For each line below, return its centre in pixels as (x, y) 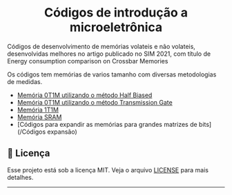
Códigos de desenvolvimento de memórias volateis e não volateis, (101, 46)
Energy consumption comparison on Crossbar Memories (88, 61)
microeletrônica (116, 27)
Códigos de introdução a (116, 13)
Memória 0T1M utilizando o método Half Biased (85, 95)
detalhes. (20, 177)
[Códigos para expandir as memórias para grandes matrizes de (107, 124)
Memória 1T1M (38, 110)
